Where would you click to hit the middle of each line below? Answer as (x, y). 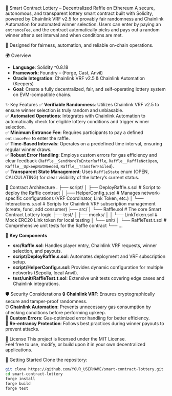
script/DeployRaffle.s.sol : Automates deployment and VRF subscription (89, 256)
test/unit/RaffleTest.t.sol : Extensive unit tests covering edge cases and (89, 278)
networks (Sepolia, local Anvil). (45, 273)
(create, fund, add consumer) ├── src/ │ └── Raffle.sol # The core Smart (83, 209)
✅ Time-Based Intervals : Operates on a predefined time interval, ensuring (84, 144)
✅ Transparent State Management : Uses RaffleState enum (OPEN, (77, 172)
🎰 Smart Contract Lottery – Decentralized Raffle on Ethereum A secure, (80, 8)
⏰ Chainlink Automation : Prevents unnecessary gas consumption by (78, 307)
